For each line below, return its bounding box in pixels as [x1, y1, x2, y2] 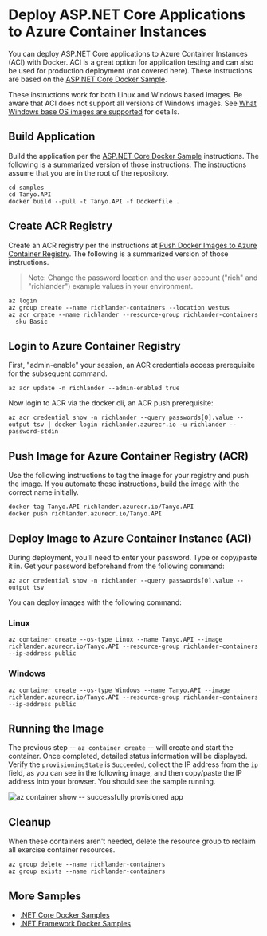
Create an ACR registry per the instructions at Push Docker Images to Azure [8, 240, 257, 250]
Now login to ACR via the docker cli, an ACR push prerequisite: [8, 398, 214, 408]
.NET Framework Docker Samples [19, 919, 132, 929]
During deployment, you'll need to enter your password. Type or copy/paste [8, 553, 257, 562]
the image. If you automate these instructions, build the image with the [8, 479, 240, 488]
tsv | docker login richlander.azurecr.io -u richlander [33, 421, 226, 429]
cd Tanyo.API [8, 190, 52, 199]
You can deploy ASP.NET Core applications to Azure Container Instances [8, 49, 249, 58]
